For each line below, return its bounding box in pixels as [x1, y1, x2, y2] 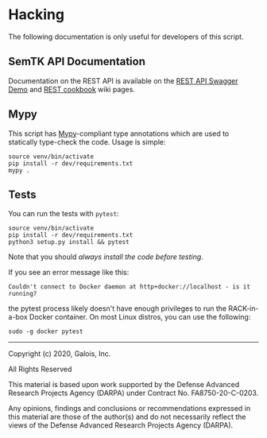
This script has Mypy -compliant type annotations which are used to [8, 129, 230, 138]
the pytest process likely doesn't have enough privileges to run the [8, 304, 227, 313]
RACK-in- [228, 304, 259, 313]
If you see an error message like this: [8, 268, 130, 277]
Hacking [8, 6, 65, 24]
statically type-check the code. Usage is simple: [8, 137, 166, 146]
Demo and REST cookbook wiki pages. [8, 84, 135, 94]
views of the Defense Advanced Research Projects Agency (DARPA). [8, 421, 234, 430]
